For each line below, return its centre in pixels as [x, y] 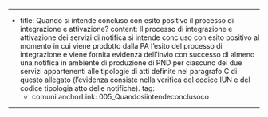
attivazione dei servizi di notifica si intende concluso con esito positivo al [140, 37]
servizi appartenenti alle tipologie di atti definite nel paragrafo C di [128, 71]
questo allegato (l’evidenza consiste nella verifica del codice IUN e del [135, 80]
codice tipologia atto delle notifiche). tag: [87, 88]
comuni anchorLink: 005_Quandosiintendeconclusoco [120, 97]
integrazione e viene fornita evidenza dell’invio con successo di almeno [137, 54]
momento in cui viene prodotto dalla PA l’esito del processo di [121, 46]
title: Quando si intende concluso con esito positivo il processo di [126, 20]
